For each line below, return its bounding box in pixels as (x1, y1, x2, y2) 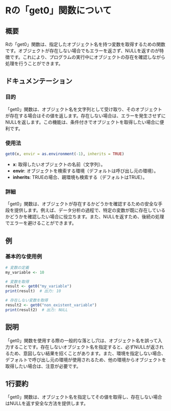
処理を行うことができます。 (5, 60, 63, 67)
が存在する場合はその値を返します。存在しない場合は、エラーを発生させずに (5, 112, 166, 118)
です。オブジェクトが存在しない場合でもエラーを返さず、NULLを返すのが (5, 48, 160, 54)
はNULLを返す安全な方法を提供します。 (5, 400, 88, 406)
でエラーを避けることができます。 (5, 220, 77, 226)
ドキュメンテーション (5, 77, 72, 86)
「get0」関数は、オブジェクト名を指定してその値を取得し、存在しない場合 (5, 394, 162, 400)
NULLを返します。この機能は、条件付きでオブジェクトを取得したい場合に (5, 119, 160, 125)
